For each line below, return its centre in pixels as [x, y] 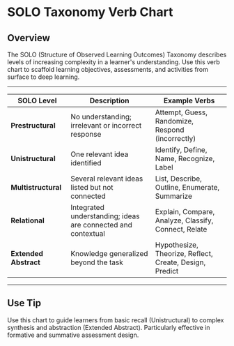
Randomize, [174, 121]
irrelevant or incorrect [106, 125]
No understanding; [101, 117]
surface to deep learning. [44, 77]
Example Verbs [189, 100]
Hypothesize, [177, 245]
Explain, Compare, [185, 212]
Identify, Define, [181, 150]
